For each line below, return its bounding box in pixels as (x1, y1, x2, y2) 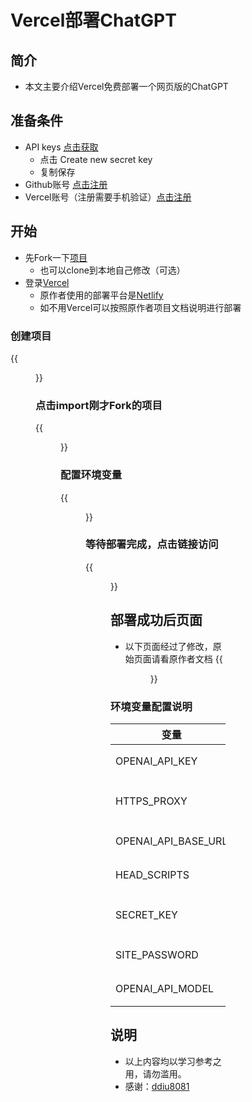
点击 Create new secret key (39, 153, 153, 165)
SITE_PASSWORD (115, 947, 199, 961)
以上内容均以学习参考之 (124, 1055, 222, 1067)
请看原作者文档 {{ (151, 652, 223, 665)
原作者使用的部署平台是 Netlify (39, 289, 164, 301)
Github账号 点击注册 (24, 178, 108, 190)
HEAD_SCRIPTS (115, 867, 190, 881)
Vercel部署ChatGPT (10, 9, 177, 32)
